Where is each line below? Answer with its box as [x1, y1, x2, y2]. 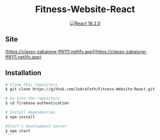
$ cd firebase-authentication [5, 100, 69, 106]
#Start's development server [5, 123, 67, 129]
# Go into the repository [5, 96, 60, 101]
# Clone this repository [5, 82, 58, 87]
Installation [5, 68, 42, 77]
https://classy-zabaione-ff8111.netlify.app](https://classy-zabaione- [7, 48, 148, 54]
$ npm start [5, 128, 30, 133]
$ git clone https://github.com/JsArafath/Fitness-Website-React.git [5, 87, 155, 92]
